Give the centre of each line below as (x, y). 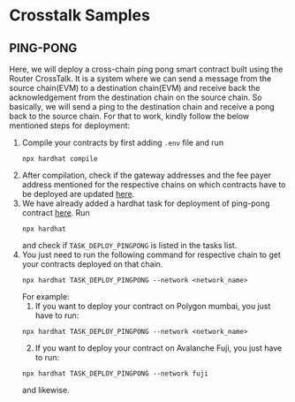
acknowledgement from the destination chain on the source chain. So (136, 97)
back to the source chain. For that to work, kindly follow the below (129, 116)
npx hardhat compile (60, 159)
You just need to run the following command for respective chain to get (151, 254)
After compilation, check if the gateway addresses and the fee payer (147, 175)
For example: (45, 296)
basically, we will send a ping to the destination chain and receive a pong (142, 106)
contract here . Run (56, 212)
